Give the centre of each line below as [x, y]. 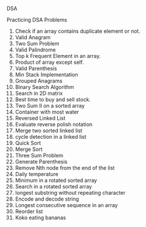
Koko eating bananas [40, 218]
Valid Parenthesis [36, 68]
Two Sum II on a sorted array [50, 106]
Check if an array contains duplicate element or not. [78, 31]
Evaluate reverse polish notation [54, 124]
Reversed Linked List [40, 118]
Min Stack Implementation [46, 75]
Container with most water [47, 112]
